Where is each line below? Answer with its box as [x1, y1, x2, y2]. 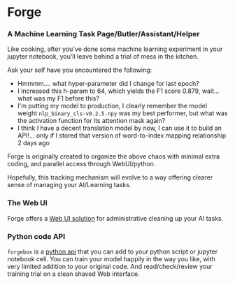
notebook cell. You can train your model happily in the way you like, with [7, 255, 215, 263]
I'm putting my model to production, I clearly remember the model [17, 102, 208, 110]
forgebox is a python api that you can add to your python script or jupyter [7, 247, 218, 256]
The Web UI [7, 198, 48, 208]
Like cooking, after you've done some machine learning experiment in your [7, 45, 223, 53]
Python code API [7, 231, 66, 241]
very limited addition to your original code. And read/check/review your [7, 263, 213, 271]
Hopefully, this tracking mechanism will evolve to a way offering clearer [7, 173, 213, 182]
